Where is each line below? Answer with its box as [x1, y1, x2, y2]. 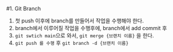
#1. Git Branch [6, 5, 41, 12]
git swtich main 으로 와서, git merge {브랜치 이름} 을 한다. [14, 32, 154, 39]
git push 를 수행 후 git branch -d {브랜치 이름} [14, 40, 129, 46]
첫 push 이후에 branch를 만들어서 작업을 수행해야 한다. [14, 17, 144, 24]
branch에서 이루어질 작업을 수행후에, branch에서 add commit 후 [14, 25, 167, 31]
